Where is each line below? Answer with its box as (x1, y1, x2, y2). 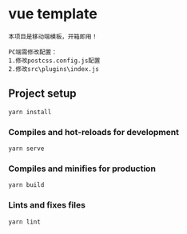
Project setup (8, 87, 78, 101)
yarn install (8, 108, 52, 116)
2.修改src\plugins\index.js (8, 65, 100, 73)
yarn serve (8, 145, 45, 153)
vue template (8, 5, 97, 23)
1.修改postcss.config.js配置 (8, 57, 101, 65)
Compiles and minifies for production (8, 163, 156, 174)
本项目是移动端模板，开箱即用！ (8, 33, 98, 41)
